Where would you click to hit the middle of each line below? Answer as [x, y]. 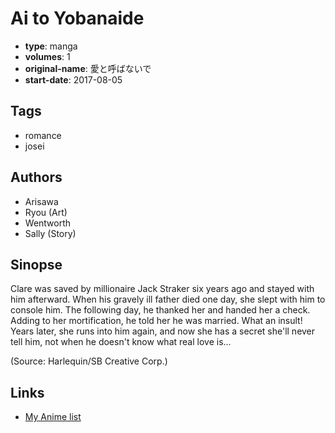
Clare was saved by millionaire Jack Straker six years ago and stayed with [162, 289]
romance [43, 135]
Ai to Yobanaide [77, 18]
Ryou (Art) [46, 212]
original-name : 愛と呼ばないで [88, 68]
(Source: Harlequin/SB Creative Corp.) [89, 361]
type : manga [51, 46]
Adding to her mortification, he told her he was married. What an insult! [156, 321]
